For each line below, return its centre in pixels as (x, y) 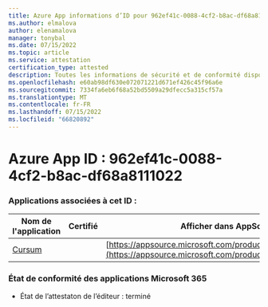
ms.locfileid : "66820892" (51, 120)
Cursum (27, 250)
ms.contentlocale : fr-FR (49, 104)
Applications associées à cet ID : (73, 200)
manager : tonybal (37, 38)
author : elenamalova (43, 30)
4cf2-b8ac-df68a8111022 (96, 176)
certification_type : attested (59, 68)
